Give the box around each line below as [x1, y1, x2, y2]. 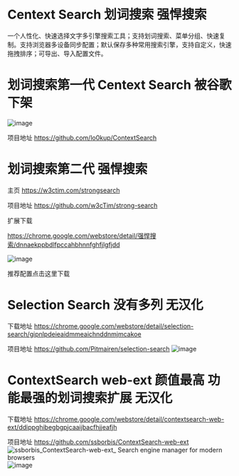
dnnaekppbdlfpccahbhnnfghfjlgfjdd [16, 240, 120, 249]
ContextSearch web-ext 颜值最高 [7, 372, 205, 388]
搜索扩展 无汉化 [82, 390, 173, 406]
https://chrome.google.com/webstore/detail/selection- [33, 321, 194, 330]
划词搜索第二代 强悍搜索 [7, 161, 148, 177]
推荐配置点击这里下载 [7, 269, 70, 278]
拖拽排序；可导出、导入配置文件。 [7, 49, 107, 58]
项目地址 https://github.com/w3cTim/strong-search [7, 201, 158, 209]
